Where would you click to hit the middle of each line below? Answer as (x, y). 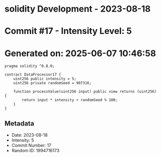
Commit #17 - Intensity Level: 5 (68, 31)
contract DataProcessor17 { (33, 75)
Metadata (19, 123)
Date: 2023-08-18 (30, 135)
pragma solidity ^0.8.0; (30, 66)
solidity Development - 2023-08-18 (78, 9)
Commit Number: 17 (31, 145)
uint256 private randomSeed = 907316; (52, 83)
